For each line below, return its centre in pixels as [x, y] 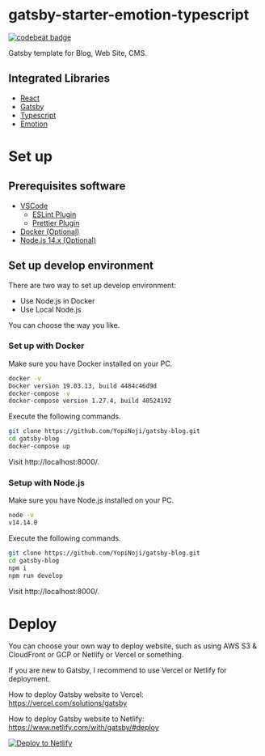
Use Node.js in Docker [57, 300]
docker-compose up [39, 447]
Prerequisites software [67, 187]
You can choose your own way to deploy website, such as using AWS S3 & [132, 646]
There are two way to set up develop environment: [92, 285]
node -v [21, 516]
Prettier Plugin [56, 223]
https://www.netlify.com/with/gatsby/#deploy [84, 728]
